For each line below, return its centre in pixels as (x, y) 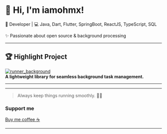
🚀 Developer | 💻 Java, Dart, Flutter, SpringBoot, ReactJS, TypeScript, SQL (81, 24)
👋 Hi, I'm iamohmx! (45, 10)
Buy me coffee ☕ (23, 120)
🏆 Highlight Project (36, 57)
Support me (20, 108)
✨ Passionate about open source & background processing (66, 35)
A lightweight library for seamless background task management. (75, 76)
